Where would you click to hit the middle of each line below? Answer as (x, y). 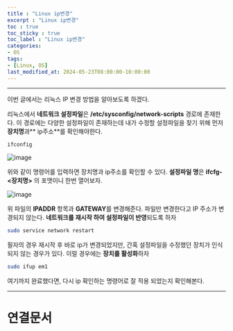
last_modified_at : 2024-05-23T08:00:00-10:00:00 (79, 72)
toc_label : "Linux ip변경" (46, 40)
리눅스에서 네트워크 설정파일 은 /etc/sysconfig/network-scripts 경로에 (105, 114)
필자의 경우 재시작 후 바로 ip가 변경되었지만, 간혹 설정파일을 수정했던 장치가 (109, 245)
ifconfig (20, 144)
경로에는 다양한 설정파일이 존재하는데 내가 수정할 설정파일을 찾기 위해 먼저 (123, 122)
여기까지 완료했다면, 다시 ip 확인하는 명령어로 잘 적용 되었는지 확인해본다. (106, 281)
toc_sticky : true (34, 33)
